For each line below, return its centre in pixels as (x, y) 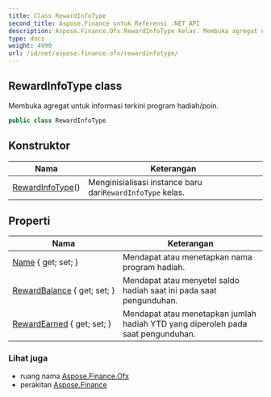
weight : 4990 (30, 46)
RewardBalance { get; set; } (64, 290)
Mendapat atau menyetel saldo (181, 281)
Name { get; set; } (46, 262)
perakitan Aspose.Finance (63, 384)
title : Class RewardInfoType (57, 16)
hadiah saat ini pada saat (169, 290)
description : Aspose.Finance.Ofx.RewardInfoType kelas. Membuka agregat (133, 31)
